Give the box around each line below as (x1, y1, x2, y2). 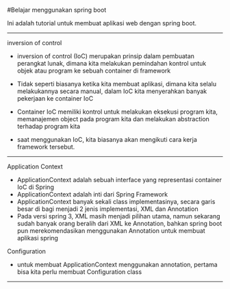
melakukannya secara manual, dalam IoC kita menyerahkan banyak (16, 87, 207, 95)
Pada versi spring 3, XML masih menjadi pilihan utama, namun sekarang (16, 212, 220, 220)
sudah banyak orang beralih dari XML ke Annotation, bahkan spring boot (16, 219, 222, 227)
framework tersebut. (16, 143, 75, 151)
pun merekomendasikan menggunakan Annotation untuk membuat (16, 227, 205, 235)
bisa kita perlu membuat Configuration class (16, 268, 142, 276)
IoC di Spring (16, 183, 55, 191)
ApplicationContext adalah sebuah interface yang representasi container (16, 176, 222, 184)
